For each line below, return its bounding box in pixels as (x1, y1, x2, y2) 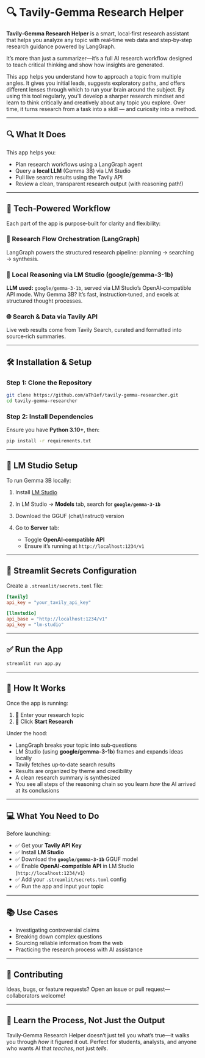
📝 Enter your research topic (15, 711, 84, 718)
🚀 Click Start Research (15, 718, 73, 725)
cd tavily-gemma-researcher (6, 398, 78, 404)
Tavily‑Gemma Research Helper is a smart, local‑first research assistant (6, 29, 189, 37)
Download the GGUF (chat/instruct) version (15, 512, 124, 519)
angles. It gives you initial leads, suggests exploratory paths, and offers (6, 79, 185, 87)
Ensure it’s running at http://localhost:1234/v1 (24, 542, 145, 550)
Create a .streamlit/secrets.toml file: (6, 581, 103, 589)
